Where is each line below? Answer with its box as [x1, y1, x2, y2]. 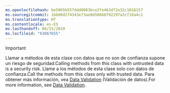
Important [5, 45, 26, 51]
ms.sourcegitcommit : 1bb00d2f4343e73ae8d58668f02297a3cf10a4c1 [5, 12, 143, 17]
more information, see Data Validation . [5, 82, 86, 88]
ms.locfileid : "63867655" [5, 31, 60, 36]
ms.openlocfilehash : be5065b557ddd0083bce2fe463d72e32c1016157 [5, 7, 143, 13]
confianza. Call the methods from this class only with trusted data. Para [5, 71, 155, 77]
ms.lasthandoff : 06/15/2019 [5, 26, 66, 32]
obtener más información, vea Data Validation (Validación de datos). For [5, 77, 156, 82]
